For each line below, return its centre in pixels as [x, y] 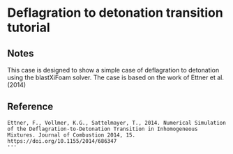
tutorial [29, 28]
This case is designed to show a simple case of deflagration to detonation [113, 70]
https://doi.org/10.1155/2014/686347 [62, 141]
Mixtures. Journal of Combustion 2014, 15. [72, 135]
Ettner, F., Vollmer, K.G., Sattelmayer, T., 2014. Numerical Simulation [117, 123]
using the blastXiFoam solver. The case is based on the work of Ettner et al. [116, 77]
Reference [30, 107]
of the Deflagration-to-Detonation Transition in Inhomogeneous [103, 129]
